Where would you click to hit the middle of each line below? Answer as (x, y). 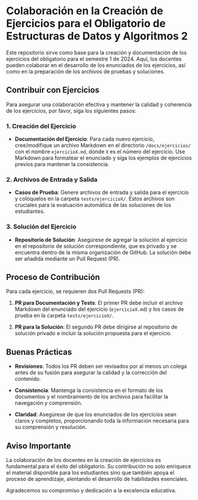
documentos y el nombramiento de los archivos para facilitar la (91, 397)
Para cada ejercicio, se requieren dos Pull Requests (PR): (75, 291)
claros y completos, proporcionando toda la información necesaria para (102, 421)
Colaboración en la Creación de (85, 11)
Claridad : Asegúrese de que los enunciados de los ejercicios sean (95, 415)
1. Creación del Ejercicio (41, 126)
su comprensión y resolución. (51, 427)
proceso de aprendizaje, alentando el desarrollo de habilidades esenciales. (97, 479)
